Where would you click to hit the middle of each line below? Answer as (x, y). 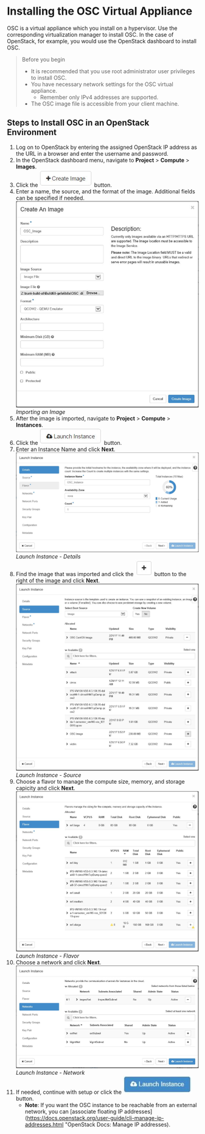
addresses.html (44, 1124)
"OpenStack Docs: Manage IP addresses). (118, 1124)
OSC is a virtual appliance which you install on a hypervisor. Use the (92, 28)
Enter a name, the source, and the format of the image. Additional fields (105, 191)
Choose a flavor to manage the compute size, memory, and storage (100, 782)
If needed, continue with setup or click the (69, 1092)
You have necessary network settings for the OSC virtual (102, 84)
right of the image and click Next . (57, 580)
